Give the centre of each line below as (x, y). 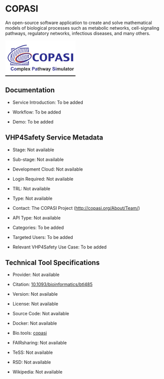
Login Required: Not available (43, 179)
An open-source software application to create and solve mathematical (78, 23)
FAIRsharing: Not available (39, 343)
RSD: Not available (32, 362)
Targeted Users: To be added (43, 237)
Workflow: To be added (37, 112)
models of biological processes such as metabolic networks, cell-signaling (82, 28)
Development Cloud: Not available (48, 169)
